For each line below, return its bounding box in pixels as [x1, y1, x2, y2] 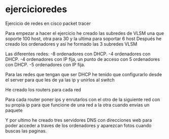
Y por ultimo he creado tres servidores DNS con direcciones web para [5, 117, 152, 123]
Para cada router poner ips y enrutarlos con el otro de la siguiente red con [5, 96, 160, 102]
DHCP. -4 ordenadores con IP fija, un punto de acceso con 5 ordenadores [5, 56, 160, 62]
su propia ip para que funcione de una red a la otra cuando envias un [5, 101, 150, 108]
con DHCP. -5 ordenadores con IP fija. [5, 61, 85, 67]
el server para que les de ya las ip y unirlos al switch [5, 77, 115, 83]
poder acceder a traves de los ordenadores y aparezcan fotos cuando [5, 122, 152, 128]
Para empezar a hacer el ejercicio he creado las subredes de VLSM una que [5, 30, 164, 36]
